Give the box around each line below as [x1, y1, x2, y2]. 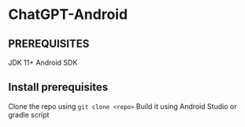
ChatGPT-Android [8, 6, 128, 24]
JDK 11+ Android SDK [8, 58, 78, 67]
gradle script [8, 110, 50, 119]
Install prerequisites [8, 80, 109, 94]
